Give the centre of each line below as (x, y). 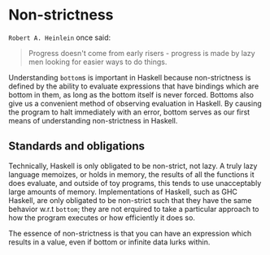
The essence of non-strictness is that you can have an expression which (130, 233)
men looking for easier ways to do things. (98, 62)
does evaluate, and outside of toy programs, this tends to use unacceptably (135, 183)
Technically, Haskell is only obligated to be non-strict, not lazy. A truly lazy (133, 166)
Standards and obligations (76, 147)
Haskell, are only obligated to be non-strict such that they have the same (130, 200)
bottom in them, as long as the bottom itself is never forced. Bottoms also (131, 94)
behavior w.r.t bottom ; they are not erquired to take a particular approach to (134, 209)
